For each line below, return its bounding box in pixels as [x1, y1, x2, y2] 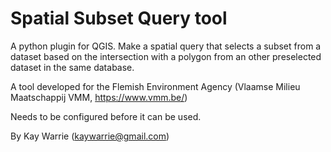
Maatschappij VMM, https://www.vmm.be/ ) [10, 91, 188, 103]
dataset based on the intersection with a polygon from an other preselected [10, 50, 322, 62]
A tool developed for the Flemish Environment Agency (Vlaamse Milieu [10, 80, 301, 92]
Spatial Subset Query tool [10, 7, 228, 30]
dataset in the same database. [10, 61, 135, 73]
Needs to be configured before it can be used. [10, 110, 202, 122]
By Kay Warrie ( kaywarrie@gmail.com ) [10, 130, 170, 142]
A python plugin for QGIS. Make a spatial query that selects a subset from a [10, 40, 322, 52]
